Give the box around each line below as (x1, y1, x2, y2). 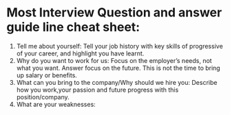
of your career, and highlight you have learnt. (16, 49, 145, 57)
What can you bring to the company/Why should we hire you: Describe (16, 78, 218, 86)
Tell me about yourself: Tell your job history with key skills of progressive (16, 42, 223, 50)
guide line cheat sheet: (6, 19, 140, 35)
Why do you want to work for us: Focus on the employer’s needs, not (16, 56, 212, 64)
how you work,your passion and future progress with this (16, 86, 179, 94)
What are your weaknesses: (16, 100, 96, 108)
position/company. (16, 92, 70, 101)
